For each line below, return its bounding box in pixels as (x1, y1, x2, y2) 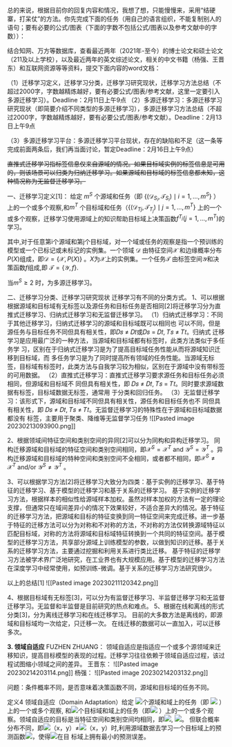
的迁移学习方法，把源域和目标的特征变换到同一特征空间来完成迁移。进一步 (7, 512, 219, 520)
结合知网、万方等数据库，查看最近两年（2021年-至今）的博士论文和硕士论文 (7, 47, 224, 55)
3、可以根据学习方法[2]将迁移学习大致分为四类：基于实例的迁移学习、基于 (7, 477, 219, 486)
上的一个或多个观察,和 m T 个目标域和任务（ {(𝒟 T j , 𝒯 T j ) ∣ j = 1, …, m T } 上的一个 (7, 202, 222, 214)
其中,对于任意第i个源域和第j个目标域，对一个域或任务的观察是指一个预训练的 (7, 238, 224, 246)
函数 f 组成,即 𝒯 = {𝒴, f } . (12, 263, 79, 272)
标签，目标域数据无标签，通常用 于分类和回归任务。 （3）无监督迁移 (19, 388, 214, 396)
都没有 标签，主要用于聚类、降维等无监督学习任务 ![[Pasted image (7, 414, 195, 422)
